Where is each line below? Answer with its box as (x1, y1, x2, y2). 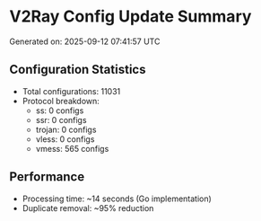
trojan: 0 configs (35, 124, 97, 135)
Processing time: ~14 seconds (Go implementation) (22, 193, 213, 204)
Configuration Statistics (9, 62, 146, 77)
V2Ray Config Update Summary (9, 6, 252, 27)
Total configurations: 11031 (22, 85, 121, 96)
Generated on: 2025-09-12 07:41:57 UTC (9, 36, 161, 47)
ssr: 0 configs (35, 114, 87, 125)
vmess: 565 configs (35, 143, 109, 154)
